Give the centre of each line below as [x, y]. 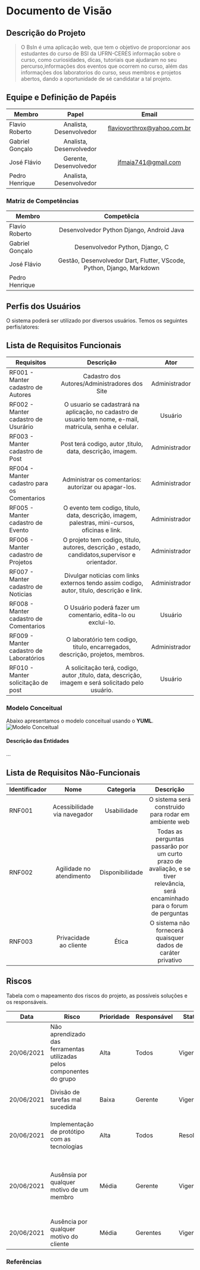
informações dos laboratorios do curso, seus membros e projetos [101, 72]
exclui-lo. [102, 622]
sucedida [63, 1107]
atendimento [73, 876]
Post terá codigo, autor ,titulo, [102, 443]
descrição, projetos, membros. [102, 654]
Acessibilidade [73, 807]
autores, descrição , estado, [102, 547]
